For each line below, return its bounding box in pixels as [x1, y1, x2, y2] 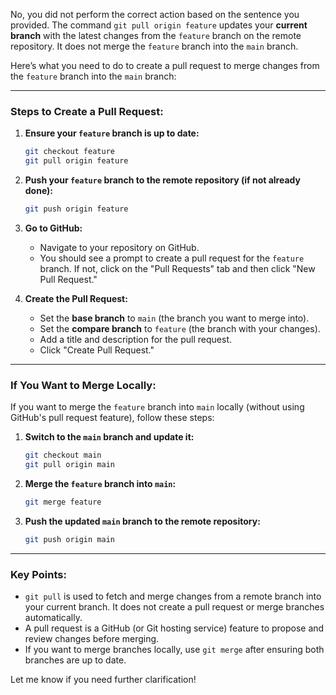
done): [24, 185, 54, 197]
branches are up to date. [24, 654, 127, 666]
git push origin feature [24, 204, 129, 214]
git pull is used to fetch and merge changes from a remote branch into [24, 590, 322, 603]
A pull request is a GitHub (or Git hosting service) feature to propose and [24, 622, 325, 634]
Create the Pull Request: [24, 292, 128, 304]
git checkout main [24, 450, 102, 461]
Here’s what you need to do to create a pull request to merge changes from [10, 60, 320, 71]
